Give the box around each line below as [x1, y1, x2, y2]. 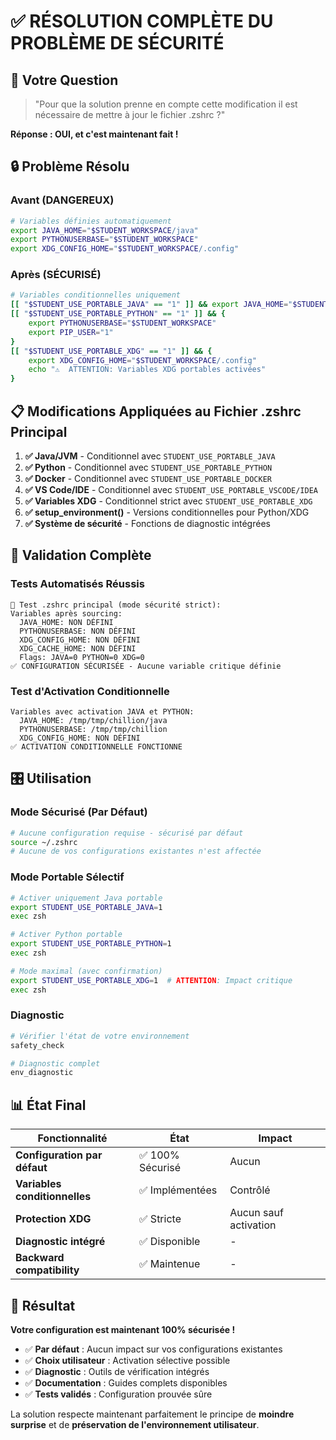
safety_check [10, 1040, 65, 1050]
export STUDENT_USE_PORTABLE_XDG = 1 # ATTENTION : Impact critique [10, 975, 293, 985]
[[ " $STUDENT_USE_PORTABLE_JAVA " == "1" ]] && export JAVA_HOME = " [10, 300, 293, 310]
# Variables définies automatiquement [10, 216, 172, 226]
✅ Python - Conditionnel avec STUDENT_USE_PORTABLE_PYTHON [24, 461, 273, 474]
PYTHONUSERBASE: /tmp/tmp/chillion [19, 725, 168, 735]
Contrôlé [229, 1183, 271, 1197]
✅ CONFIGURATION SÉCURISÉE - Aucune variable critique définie [10, 661, 282, 671]
